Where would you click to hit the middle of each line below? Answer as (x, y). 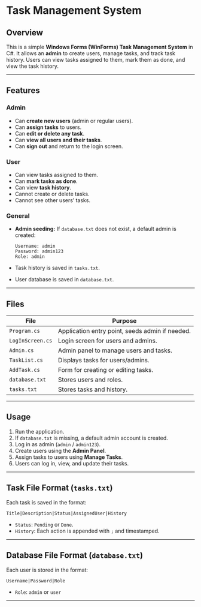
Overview (25, 33)
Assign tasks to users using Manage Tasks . (69, 457)
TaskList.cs (26, 360)
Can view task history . (43, 187)
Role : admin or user (38, 592)
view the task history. (32, 66)
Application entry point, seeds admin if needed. (124, 331)
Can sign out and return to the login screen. (69, 146)
